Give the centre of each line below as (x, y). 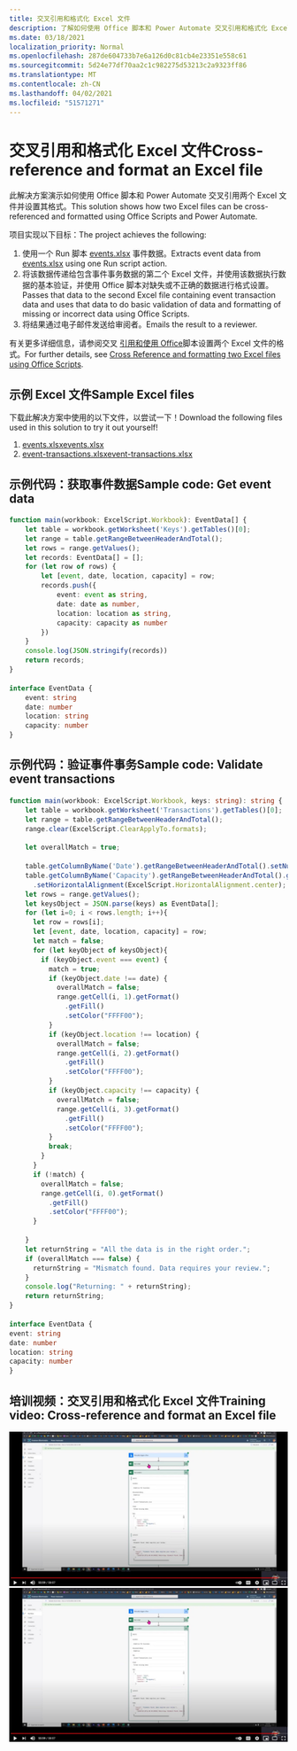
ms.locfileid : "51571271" (57, 103)
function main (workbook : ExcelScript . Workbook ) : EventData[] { (128, 520)
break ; (61, 1147)
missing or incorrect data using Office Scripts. (106, 314)
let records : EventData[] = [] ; (84, 557)
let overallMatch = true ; (73, 848)
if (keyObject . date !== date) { (108, 978)
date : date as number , (98, 604)
